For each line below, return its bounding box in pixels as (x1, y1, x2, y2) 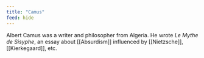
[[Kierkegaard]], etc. (6, 44, 58, 52)
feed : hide (6, 15, 34, 21)
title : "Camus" (6, 9, 45, 15)
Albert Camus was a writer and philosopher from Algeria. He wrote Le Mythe (6, 31, 199, 38)
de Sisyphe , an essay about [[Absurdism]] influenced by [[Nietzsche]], (6, 38, 184, 45)
